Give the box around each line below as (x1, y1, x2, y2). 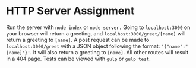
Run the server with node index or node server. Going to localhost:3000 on (6, 24, 191, 31)
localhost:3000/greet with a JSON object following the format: (6, 43, 160, 50)
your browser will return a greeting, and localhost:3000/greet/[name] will (6, 30, 186, 37)
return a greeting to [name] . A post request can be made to (6, 36, 150, 43)
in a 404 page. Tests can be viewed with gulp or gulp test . (6, 55, 151, 62)
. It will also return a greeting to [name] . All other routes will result (30, 48, 189, 56)
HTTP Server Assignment (6, 4, 135, 18)
